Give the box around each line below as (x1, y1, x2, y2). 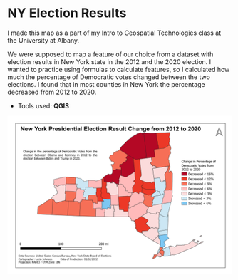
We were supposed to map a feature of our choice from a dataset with (7, 50, 214, 58)
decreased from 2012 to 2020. (7, 88, 97, 96)
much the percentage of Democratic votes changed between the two (7, 73, 210, 81)
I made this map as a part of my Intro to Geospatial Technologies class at (7, 28, 222, 37)
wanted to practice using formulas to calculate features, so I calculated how (7, 65, 230, 73)
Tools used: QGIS (17, 101, 70, 110)
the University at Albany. (7, 36, 80, 44)
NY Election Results (7, 5, 127, 21)
